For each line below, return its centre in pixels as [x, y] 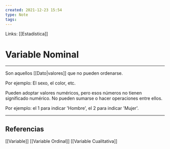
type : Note [17, 15]
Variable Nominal [42, 54]
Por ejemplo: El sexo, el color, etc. [40, 83]
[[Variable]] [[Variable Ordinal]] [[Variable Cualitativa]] [61, 141]
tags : [11, 19]
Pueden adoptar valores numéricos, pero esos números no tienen [74, 93]
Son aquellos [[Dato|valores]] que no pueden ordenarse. [64, 73]
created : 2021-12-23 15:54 [34, 10]
